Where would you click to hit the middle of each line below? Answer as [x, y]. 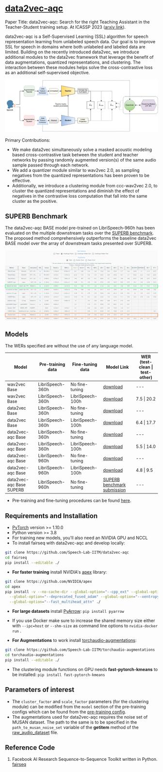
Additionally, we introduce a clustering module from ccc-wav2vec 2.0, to [85, 185]
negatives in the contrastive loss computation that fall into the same [80, 196]
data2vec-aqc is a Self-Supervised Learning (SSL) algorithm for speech [77, 36]
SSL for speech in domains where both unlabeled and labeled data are [75, 47]
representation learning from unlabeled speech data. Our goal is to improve [80, 41]
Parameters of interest [40, 690]
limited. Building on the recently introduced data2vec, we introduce [72, 52]
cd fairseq [16, 558]
